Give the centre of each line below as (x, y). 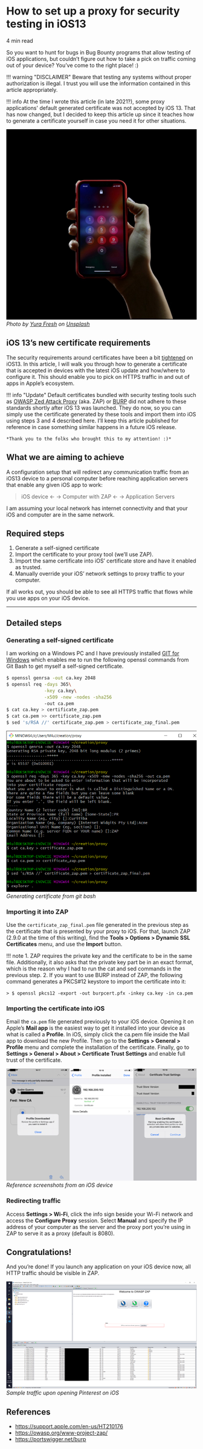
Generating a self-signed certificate (60, 640)
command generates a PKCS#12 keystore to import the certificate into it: (96, 982)
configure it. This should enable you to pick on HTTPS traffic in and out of (98, 376)
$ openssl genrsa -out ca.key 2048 (51, 678)
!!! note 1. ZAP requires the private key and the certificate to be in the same (99, 956)
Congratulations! (39, 1252)
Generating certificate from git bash (51, 896)
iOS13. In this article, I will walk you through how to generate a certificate (97, 364)
